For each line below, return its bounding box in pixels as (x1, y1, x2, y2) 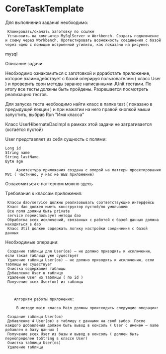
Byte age (5, 159, 23, 164)
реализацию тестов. (5, 91, 48, 97)
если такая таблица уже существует (5, 253, 79, 258)
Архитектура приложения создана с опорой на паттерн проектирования (16, 167, 162, 172)
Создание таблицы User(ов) (7, 314, 64, 319)
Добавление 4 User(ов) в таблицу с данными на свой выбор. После (7, 318, 146, 324)
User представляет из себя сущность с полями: (5, 136, 107, 142)
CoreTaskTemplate (5, 3, 84, 14)
